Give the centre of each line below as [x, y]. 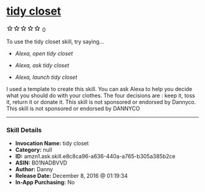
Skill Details [24, 130]
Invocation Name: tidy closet [52, 143]
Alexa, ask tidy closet [42, 65]
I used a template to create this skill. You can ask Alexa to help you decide [99, 89]
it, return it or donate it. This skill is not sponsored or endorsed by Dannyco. [101, 102]
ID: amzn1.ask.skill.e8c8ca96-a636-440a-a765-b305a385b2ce [95, 157]
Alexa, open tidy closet [44, 53]
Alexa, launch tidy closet [46, 77]
